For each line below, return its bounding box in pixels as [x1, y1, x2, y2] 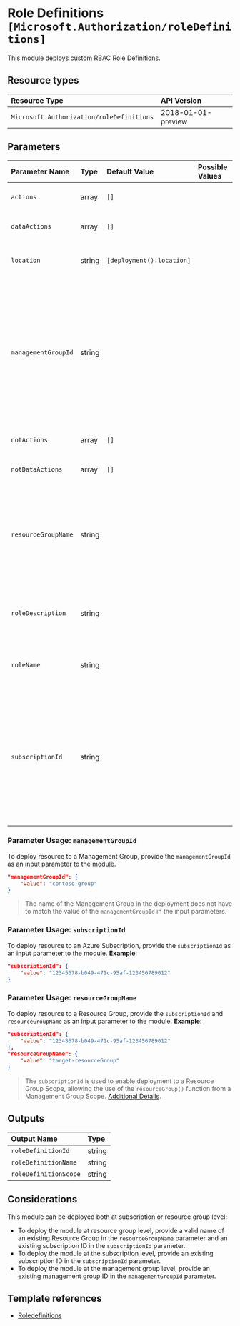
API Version [160, 95, 202, 105]
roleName [11, 661, 41, 669]
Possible [197, 162, 228, 172]
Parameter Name [11, 166, 70, 176]
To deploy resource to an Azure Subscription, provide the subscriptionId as [7, 941, 231, 949]
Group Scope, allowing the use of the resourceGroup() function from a [24, 1084, 231, 1092]
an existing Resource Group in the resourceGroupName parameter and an [17, 1234, 228, 1242]
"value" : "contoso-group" [20, 880, 98, 887]
